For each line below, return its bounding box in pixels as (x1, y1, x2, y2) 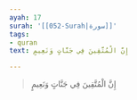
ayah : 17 (9, 12, 42, 22)
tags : (9, 29, 29, 38)
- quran (9, 37, 38, 47)
